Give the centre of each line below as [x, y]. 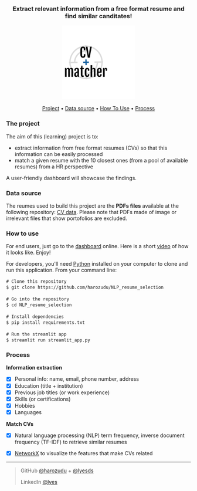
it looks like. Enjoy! [28, 253]
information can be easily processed [59, 154]
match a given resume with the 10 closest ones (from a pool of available [101, 160]
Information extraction [34, 368]
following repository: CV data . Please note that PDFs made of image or [91, 212]
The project [23, 124]
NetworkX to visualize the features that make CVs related [84, 453]
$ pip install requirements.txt [45, 323]
